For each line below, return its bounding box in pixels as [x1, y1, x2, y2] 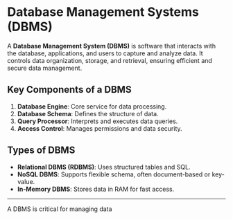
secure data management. [7, 64, 83, 72]
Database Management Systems [7, 4, 200, 20]
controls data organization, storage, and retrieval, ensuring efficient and [7, 56, 213, 64]
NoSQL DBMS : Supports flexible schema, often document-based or [17, 170, 211, 178]
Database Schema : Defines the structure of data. [17, 109, 159, 118]
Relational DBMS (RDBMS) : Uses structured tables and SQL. [17, 163, 191, 171]
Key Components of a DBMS [7, 84, 132, 95]
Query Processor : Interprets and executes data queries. [17, 117, 178, 125]
